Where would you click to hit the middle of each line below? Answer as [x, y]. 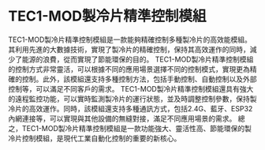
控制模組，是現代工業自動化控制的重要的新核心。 [101, 138]
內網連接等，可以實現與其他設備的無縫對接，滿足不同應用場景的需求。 [122, 118]
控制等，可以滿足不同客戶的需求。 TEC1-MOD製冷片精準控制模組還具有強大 [131, 88]
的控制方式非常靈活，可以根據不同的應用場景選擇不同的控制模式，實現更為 [129, 69]
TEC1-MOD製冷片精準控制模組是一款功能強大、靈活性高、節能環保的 [133, 128]
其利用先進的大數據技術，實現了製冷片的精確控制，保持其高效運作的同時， [129, 49]
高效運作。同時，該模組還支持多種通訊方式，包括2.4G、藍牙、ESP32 [141, 108]
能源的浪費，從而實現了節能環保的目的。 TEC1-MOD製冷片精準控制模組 [138, 59]
